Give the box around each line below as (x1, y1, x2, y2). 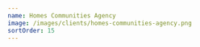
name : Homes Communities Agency (7, 11, 116, 20)
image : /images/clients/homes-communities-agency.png (7, 19, 193, 27)
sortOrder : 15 (7, 26, 56, 34)
